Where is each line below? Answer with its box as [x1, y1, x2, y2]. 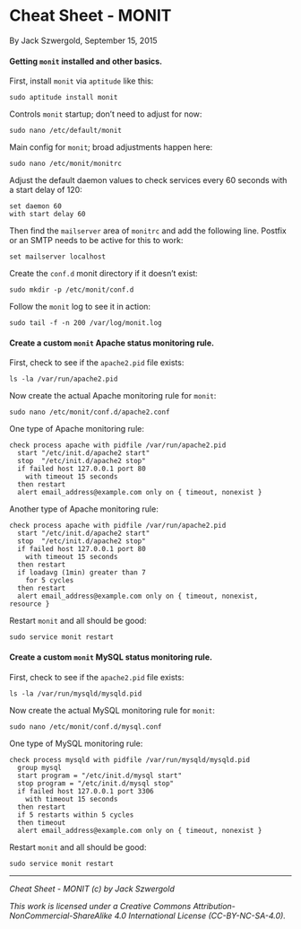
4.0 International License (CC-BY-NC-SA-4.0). [114, 910, 287, 921]
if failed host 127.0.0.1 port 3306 [17, 786, 154, 795]
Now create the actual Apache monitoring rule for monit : [9, 390, 217, 401]
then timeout [17, 818, 66, 827]
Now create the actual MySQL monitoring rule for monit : [9, 705, 215, 715]
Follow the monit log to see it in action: [9, 302, 150, 312]
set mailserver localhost [9, 252, 106, 261]
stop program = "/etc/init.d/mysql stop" [17, 778, 175, 788]
